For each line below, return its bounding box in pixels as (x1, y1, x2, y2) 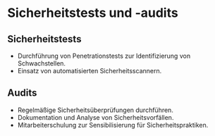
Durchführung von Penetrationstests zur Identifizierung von (17, 51, 191, 60)
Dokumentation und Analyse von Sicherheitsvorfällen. (17, 113, 174, 121)
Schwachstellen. (17, 59, 66, 68)
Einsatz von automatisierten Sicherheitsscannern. (17, 67, 162, 75)
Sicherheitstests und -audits (7, 5, 178, 21)
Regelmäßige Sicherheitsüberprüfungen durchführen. (17, 106, 174, 114)
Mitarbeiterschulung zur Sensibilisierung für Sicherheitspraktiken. (17, 120, 209, 129)
